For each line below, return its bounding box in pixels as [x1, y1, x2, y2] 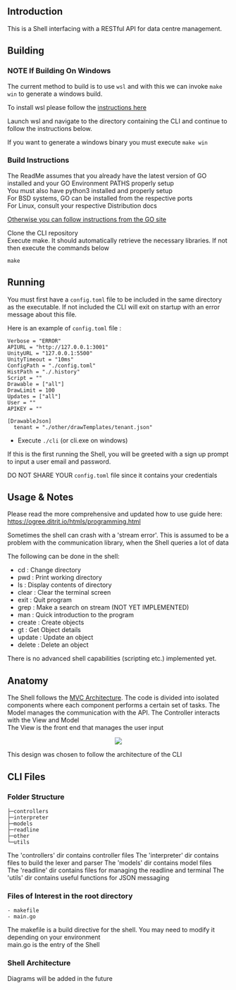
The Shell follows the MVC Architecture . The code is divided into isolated [7, 693, 220, 702]
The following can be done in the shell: [7, 552, 120, 561]
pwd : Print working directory [17, 574, 102, 582]
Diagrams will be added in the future [7, 974, 113, 982]
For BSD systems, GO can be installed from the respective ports [7, 194, 193, 202]
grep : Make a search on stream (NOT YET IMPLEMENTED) [17, 603, 190, 612]
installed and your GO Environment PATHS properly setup [7, 179, 175, 187]
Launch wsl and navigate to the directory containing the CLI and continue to [7, 116, 228, 125]
